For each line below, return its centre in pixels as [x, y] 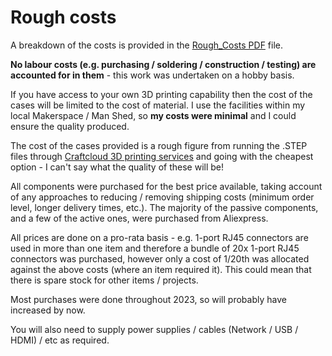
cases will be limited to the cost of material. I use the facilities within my [158, 105]
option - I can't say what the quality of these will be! [117, 167]
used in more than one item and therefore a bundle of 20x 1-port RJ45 [155, 248]
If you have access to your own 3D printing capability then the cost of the [161, 94]
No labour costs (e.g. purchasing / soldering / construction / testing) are [163, 64]
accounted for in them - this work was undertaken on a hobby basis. [152, 75]
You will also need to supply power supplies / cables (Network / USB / [154, 329]
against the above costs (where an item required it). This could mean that [161, 269]
